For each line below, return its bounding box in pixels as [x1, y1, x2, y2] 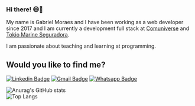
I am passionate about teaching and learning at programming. [6, 42, 157, 49]
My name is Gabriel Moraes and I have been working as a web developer [6, 19, 184, 26]
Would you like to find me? [6, 59, 106, 69]
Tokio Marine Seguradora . [6, 31, 70, 38]
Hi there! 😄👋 [6, 5, 43, 14]
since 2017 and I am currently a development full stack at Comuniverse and [6, 25, 190, 32]
